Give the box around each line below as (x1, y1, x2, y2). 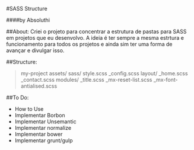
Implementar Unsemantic (14, 118, 77, 125)
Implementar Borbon (14, 112, 65, 119)
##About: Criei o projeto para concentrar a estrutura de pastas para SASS (6, 28, 187, 35)
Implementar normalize (14, 125, 72, 131)
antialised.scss (20, 82, 58, 90)
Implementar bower (14, 130, 63, 138)
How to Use (14, 106, 44, 112)
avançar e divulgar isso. (6, 47, 65, 54)
